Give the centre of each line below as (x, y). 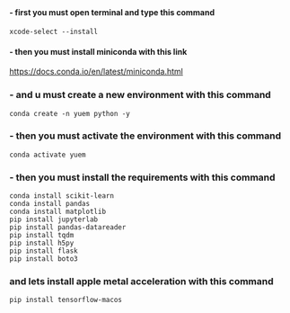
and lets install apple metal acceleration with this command (141, 282)
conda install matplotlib (57, 212)
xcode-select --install (54, 31)
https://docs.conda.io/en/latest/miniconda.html (97, 72)
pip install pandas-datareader (68, 228)
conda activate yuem (48, 155)
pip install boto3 (44, 259)
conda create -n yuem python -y (70, 113)
